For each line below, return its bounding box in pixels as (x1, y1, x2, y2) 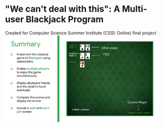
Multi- (122, 3, 147, 15)
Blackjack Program (25, 14, 104, 25)
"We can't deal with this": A (5, 3, 121, 15)
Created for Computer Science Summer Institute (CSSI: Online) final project (5, 30, 157, 36)
